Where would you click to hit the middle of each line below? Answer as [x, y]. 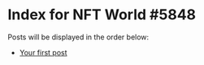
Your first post [43, 52]
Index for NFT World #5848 [102, 15]
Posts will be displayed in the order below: [78, 37]
